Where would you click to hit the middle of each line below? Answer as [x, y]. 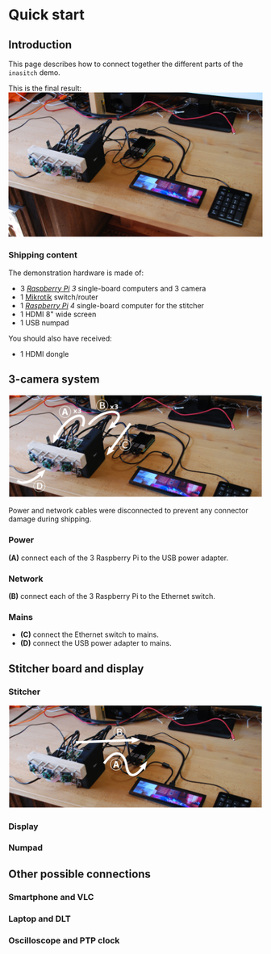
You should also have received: [60, 338]
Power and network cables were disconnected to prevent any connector [128, 511]
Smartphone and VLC [51, 897]
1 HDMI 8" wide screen [58, 314]
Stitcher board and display [76, 669]
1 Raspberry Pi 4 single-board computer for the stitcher [112, 305]
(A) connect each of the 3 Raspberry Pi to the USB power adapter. [118, 558]
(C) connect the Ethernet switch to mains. [89, 634]
